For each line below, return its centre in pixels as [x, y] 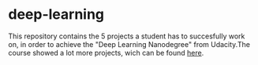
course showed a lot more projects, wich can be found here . [106, 52]
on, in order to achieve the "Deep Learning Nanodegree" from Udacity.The [129, 44]
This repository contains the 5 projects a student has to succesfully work [127, 36]
